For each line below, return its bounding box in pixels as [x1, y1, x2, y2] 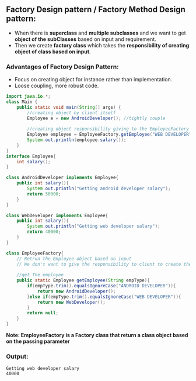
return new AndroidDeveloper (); [37, 288, 116, 294]
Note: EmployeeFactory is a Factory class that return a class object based [6, 332, 188, 339]
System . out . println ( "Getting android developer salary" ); [27, 186, 171, 192]
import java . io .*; [6, 94, 51, 99]
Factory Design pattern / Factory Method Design [6, 5, 185, 15]
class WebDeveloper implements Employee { [6, 212, 108, 218]
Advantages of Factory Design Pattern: [6, 63, 119, 71]
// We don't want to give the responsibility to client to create [16, 261, 181, 267]
